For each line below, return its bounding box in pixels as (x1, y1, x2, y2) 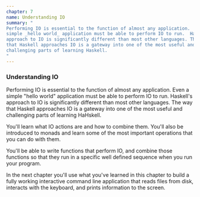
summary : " (6, 20, 33, 26)
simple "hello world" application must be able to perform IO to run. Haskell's (6, 92, 193, 99)
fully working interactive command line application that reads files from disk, (6, 177, 193, 185)
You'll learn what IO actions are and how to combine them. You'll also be (6, 123, 183, 130)
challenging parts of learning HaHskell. (6, 111, 102, 118)
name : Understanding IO (6, 14, 65, 20)
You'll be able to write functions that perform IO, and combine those (6, 147, 173, 154)
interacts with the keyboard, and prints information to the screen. (6, 184, 165, 191)
